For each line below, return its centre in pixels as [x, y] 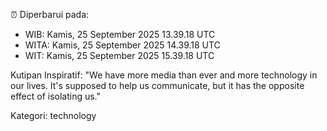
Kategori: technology [53, 115]
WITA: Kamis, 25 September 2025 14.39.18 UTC [122, 45]
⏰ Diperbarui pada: [50, 14]
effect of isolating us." [56, 96]
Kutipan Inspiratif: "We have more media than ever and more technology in [164, 75]
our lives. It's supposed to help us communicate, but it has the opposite [157, 85]
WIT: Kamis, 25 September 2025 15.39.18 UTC [119, 55]
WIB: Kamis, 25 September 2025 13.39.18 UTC [120, 34]
